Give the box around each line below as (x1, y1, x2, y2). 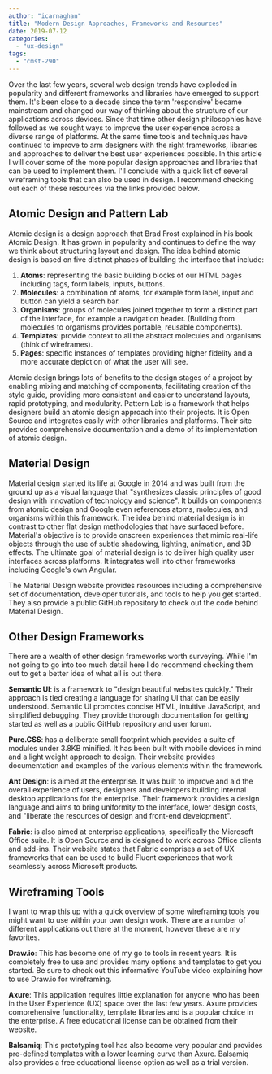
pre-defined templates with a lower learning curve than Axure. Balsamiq (8, 1049, 249, 1059)
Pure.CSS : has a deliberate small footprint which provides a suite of (8, 735, 235, 744)
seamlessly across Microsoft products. (8, 862, 138, 871)
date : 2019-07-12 (8, 27, 67, 35)
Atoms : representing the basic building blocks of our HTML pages (19, 270, 242, 280)
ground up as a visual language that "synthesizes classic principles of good (8, 487, 261, 496)
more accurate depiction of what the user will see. (19, 356, 188, 366)
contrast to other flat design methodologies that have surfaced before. (8, 522, 244, 531)
